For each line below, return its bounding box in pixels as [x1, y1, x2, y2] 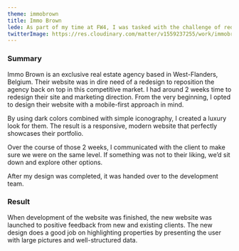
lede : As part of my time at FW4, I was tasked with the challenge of [7, 23, 221, 31]
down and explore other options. [7, 158, 103, 166]
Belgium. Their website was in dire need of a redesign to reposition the [7, 78, 215, 86]
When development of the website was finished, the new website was [7, 213, 212, 221]
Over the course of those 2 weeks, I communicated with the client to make [7, 143, 225, 151]
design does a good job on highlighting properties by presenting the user [7, 228, 222, 237]
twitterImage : [7, 30, 50, 38]
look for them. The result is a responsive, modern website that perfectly [7, 122, 218, 130]
